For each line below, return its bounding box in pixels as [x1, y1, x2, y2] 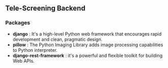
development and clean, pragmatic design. [12, 36, 103, 42]
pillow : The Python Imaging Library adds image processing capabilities [12, 42, 163, 48]
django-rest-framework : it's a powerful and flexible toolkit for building [12, 52, 163, 58]
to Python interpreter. [12, 47, 58, 53]
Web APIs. [12, 58, 35, 64]
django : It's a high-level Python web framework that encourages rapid [12, 30, 162, 37]
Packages [5, 19, 31, 26]
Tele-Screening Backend [5, 4, 86, 13]
